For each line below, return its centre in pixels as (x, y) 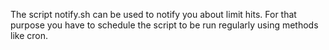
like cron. (29, 35)
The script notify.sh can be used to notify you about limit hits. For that (153, 14)
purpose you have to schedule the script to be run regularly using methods (164, 25)
